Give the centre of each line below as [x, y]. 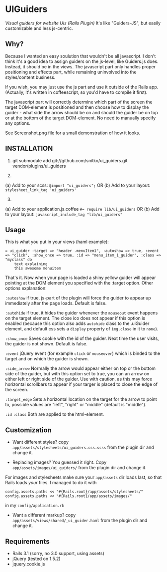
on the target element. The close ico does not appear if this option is [75, 318]
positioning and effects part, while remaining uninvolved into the [71, 72]
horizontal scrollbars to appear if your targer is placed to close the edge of [82, 384]
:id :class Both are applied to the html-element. [55, 414]
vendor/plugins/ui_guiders [39, 166]
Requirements [27, 541]
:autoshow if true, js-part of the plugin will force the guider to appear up [78, 298]
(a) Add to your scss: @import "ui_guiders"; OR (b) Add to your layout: [78, 185]
